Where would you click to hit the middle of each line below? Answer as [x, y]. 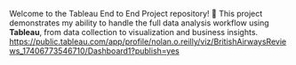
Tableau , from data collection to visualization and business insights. [134, 32]
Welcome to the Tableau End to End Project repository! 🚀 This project [136, 14]
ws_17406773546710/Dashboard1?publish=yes [94, 51]
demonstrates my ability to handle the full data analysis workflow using [139, 23]
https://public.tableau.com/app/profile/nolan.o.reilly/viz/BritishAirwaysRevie [148, 41]
